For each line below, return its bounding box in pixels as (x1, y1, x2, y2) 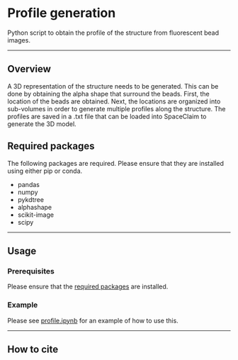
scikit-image (17, 210, 55, 219)
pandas (17, 180, 40, 189)
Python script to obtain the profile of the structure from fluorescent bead (7, 28, 220, 37)
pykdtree (17, 195, 45, 203)
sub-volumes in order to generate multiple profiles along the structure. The (7, 104, 226, 113)
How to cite (7, 343, 59, 355)
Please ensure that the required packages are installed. (7, 282, 169, 291)
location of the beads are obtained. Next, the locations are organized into (7, 97, 221, 106)
